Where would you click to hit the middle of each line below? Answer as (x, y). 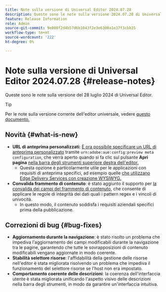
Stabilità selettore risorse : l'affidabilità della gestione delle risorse (80, 258)
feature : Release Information (36, 19)
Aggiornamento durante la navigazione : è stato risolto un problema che (86, 237)
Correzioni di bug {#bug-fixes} (54, 225)
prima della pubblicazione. (47, 209)
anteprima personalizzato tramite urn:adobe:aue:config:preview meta (83, 152)
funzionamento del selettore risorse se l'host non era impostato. (77, 269)
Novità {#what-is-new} (41, 135)
